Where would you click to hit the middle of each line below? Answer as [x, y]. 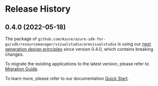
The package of [21, 39]
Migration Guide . [22, 69]
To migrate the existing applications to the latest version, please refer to [77, 64]
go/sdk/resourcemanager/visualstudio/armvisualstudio [61, 44]
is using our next [134, 44]
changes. [14, 54]
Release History [38, 9]
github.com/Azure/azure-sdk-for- [72, 39]
